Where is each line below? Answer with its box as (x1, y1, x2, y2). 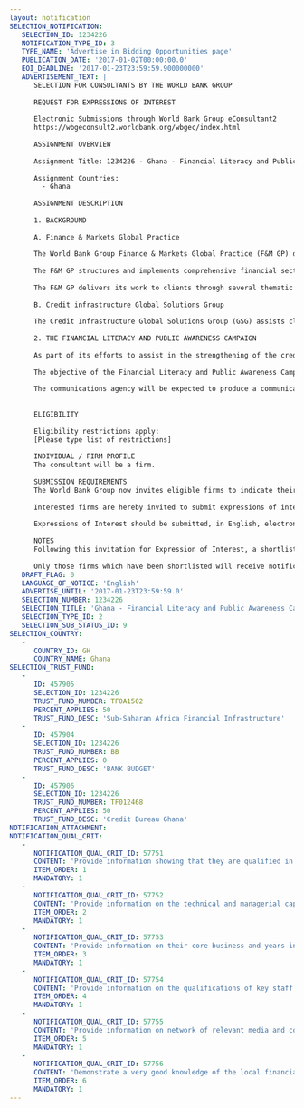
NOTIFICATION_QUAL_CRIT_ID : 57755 (33, 1017, 165, 1026)
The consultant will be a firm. (33, 460, 156, 470)
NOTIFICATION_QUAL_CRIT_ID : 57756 (33, 1059, 165, 1069)
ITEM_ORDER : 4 (33, 992, 88, 1001)
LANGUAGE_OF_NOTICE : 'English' (21, 578, 140, 588)
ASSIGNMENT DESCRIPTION (33, 199, 124, 209)
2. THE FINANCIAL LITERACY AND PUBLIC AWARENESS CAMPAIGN (33, 334, 257, 343)
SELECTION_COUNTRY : (9, 629, 83, 638)
